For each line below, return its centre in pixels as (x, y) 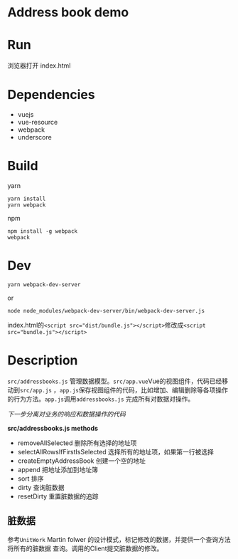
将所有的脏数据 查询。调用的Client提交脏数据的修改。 (85, 548)
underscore (34, 137)
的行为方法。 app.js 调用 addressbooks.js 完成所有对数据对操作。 (101, 399)
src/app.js (36, 390)
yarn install (27, 199)
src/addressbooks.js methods (53, 428)
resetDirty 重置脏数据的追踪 (58, 496)
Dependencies (51, 95)
